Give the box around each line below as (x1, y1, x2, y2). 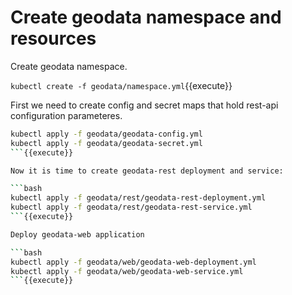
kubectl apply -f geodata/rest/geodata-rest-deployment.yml (10, 193, 267, 203)
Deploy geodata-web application (10, 229, 145, 240)
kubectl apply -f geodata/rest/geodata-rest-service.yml (10, 202, 253, 213)
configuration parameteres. (10, 109, 123, 121)
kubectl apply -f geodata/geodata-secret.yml (10, 138, 203, 148)
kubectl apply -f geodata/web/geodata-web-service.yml (10, 266, 244, 276)
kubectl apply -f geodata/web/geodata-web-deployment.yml (10, 257, 257, 267)
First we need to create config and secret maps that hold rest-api (10, 99, 279, 111)
